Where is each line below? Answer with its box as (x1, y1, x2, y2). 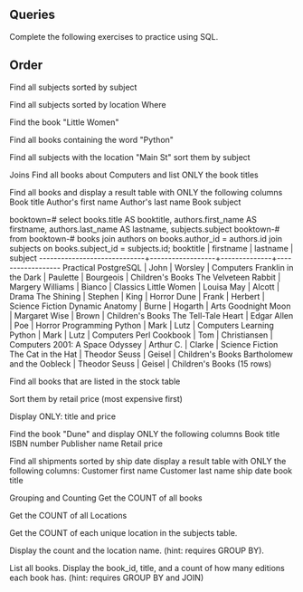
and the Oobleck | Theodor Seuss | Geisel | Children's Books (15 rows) (9, 358, 272, 369)
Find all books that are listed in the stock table (9, 376, 181, 387)
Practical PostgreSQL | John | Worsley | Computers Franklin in (62, 262, 294, 272)
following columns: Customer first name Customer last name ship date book (9, 465, 292, 476)
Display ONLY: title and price (9, 411, 116, 422)
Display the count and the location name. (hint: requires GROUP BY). (9, 545, 265, 556)
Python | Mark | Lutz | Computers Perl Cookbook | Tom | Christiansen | (9, 329, 273, 340)
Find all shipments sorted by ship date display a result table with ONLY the (9, 455, 287, 466)
